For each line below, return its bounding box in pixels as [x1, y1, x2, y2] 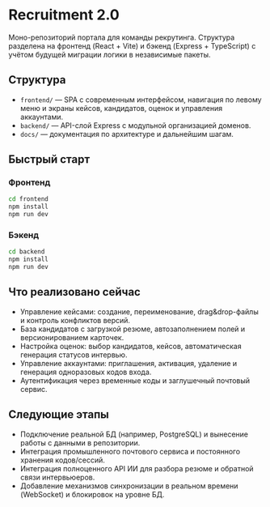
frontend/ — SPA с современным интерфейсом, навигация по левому [19, 95, 262, 104]
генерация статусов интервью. [19, 350, 128, 360]
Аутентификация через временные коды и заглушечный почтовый [19, 375, 251, 386]
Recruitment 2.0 [8, 6, 120, 24]
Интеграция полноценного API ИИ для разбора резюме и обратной [19, 463, 254, 473]
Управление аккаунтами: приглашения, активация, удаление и [19, 358, 238, 368]
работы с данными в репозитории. [19, 437, 141, 447]
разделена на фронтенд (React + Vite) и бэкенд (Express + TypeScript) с [8, 40, 256, 50]
